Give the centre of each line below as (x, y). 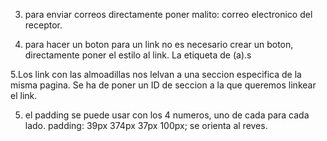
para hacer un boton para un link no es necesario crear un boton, (159, 44)
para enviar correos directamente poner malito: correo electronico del (168, 14)
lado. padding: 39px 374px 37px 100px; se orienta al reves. (146, 125)
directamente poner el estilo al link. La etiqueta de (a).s (138, 55)
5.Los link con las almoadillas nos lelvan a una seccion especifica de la (156, 74)
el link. (24, 95)
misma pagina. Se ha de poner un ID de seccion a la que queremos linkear (163, 85)
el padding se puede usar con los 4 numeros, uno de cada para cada (167, 115)
